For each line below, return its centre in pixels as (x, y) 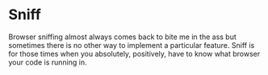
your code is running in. (48, 62)
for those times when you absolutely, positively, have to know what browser (134, 53)
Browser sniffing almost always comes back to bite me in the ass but (122, 37)
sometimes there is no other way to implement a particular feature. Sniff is (132, 45)
